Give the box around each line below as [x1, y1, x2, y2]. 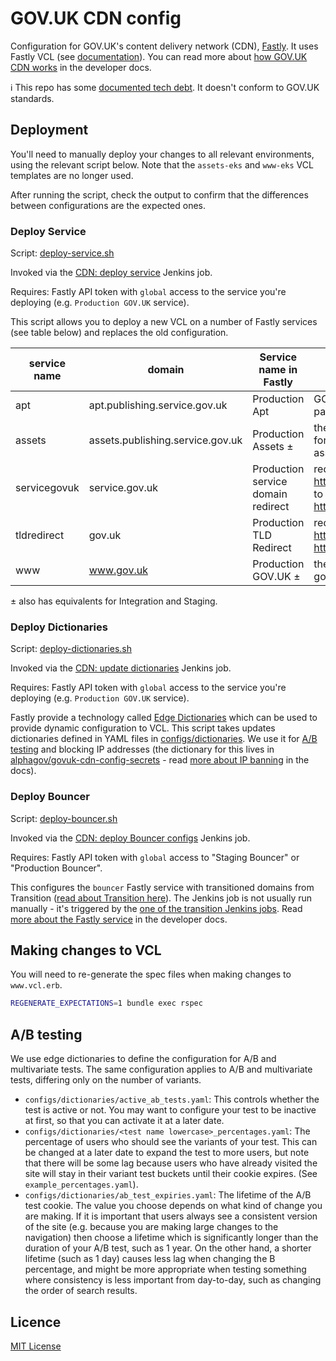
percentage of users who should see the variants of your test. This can [24, 1136, 318, 1148]
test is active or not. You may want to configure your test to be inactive [24, 1104, 317, 1116]
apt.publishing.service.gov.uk [88, 398, 228, 412]
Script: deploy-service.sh [10, 247, 115, 259]
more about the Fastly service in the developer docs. [10, 913, 228, 925]
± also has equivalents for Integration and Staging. [10, 595, 218, 607]
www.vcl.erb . [10, 979, 63, 991]
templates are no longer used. [10, 169, 134, 181]
